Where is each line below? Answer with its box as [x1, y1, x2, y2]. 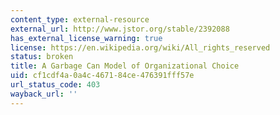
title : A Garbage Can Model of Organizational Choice [10, 61, 240, 71]
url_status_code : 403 [10, 80, 101, 90]
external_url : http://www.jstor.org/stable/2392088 [10, 24, 230, 34]
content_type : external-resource [10, 14, 150, 25]
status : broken [10, 52, 74, 62]
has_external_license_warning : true [10, 33, 163, 43]
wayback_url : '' [10, 89, 78, 99]
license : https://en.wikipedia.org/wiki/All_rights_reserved [10, 42, 271, 53]
